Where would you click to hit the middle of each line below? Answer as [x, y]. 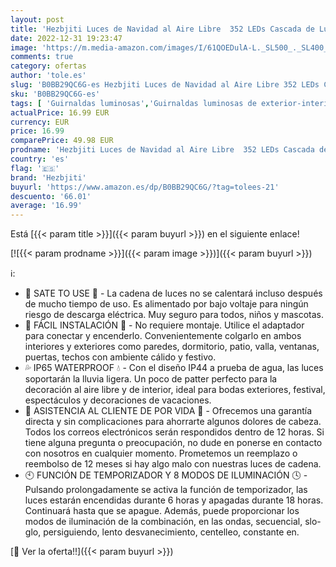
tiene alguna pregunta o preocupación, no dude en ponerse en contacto [173, 443]
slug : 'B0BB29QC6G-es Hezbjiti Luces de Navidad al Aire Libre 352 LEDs [165, 85]
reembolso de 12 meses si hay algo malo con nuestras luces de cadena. [173, 464]
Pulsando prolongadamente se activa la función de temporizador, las [166, 490]
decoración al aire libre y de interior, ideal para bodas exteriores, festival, [175, 390]
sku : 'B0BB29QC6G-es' [55, 94]
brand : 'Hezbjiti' [48, 177]
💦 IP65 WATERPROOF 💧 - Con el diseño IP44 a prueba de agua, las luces [174, 368]
